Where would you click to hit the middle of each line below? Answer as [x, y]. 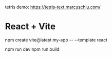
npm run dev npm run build [32, 49]
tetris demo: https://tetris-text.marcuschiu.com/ [53, 7]
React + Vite [30, 27]
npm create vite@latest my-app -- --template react [56, 40]
